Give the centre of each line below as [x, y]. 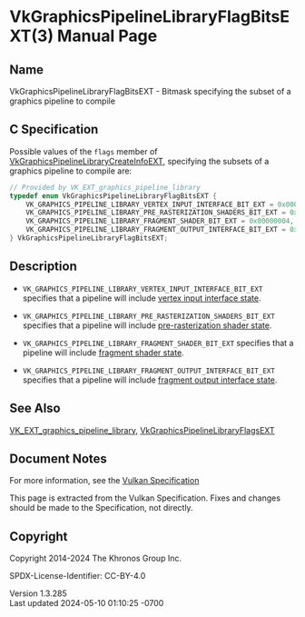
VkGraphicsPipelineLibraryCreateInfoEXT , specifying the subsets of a [139, 161]
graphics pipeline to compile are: [71, 171]
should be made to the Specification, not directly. [101, 508]
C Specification [54, 129]
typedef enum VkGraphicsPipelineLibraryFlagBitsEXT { [113, 196]
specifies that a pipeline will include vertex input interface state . [142, 298]
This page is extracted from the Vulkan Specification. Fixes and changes [145, 498]
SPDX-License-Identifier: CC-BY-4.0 [78, 576]
